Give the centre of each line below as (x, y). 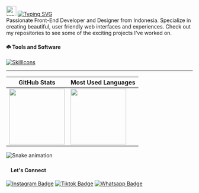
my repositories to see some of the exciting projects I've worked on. (89, 33)
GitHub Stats (37, 83)
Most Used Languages (103, 83)
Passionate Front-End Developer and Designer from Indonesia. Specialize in (99, 20)
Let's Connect (28, 170)
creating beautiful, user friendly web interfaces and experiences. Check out (99, 26)
